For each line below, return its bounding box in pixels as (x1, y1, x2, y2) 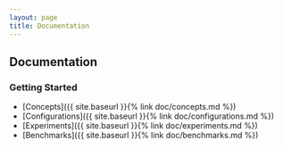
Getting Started (9, 81, 78, 94)
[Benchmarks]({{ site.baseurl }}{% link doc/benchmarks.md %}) (21, 130, 259, 141)
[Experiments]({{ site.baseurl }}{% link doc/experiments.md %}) (21, 120, 259, 131)
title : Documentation (9, 21, 90, 30)
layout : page (9, 12, 58, 22)
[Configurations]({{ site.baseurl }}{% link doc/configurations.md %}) (21, 111, 275, 121)
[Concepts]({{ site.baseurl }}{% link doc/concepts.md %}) (21, 102, 237, 112)
